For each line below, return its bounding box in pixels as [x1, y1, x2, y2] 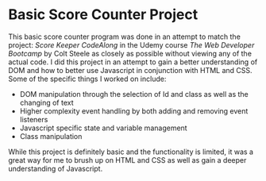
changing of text [19, 98, 74, 107]
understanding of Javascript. [8, 164, 103, 173]
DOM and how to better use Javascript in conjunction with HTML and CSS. [8, 65, 253, 75]
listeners [19, 114, 48, 124]
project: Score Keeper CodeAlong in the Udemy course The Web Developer [8, 40, 255, 49]
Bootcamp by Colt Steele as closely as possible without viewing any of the [8, 48, 253, 58]
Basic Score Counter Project [8, 6, 199, 24]
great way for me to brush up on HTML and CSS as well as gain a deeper [8, 155, 247, 164]
